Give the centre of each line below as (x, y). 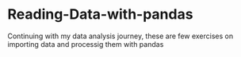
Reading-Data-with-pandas (100, 14)
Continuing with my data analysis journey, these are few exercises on (120, 36)
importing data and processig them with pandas (86, 44)
